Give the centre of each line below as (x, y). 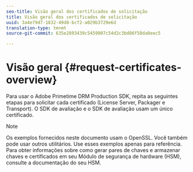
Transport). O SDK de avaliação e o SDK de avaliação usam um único (89, 109)
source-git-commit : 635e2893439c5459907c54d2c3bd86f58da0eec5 (83, 33)
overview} (32, 80)
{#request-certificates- (123, 68)
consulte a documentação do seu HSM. (54, 163)
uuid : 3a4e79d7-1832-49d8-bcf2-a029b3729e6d (61, 22)
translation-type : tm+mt (36, 28)
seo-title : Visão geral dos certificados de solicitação (77, 11)
